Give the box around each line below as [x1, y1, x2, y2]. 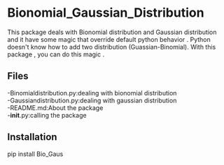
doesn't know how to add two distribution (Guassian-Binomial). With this [7, 42, 216, 51]
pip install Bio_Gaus [7, 150, 64, 158]
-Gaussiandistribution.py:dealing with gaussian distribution [7, 96, 177, 104]
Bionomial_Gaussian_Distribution [7, 5, 204, 21]
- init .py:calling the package [7, 111, 87, 119]
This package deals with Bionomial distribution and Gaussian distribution [7, 28, 217, 36]
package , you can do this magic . [7, 50, 105, 58]
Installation [7, 131, 57, 143]
